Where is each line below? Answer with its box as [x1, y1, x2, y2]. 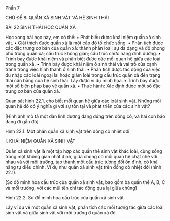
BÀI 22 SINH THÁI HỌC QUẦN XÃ [5, 24, 76, 30]
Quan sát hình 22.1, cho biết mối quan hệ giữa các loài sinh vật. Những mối [5, 98, 161, 104]
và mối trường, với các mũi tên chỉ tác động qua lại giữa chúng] [5, 185, 137, 191]
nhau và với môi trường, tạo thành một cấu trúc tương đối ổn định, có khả [5, 159, 158, 165]
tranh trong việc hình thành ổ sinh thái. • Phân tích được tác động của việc [5, 66, 161, 72]
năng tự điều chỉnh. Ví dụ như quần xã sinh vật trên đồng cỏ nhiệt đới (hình [5, 164, 162, 170]
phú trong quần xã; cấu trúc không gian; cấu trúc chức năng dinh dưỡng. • [5, 51, 161, 56]
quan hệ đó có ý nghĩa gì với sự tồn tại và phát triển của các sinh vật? [5, 103, 150, 109]
